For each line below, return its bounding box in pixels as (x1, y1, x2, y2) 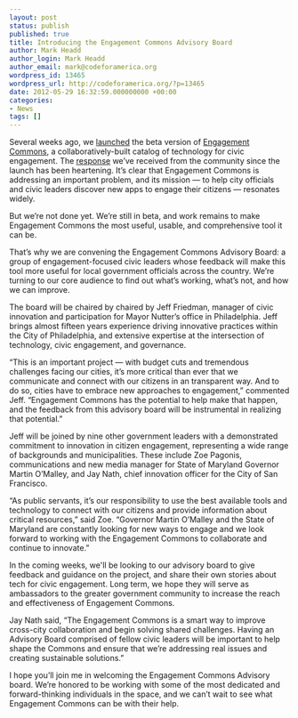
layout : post (9, 12, 58, 22)
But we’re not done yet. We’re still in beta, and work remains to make (9, 211, 261, 222)
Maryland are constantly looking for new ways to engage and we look (9, 524, 265, 535)
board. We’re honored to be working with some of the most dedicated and (9, 680, 280, 690)
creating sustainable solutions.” (9, 653, 125, 664)
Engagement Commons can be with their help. (9, 698, 180, 709)
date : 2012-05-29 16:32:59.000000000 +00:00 (9, 87, 177, 96)
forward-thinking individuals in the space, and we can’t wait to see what (9, 689, 273, 699)
